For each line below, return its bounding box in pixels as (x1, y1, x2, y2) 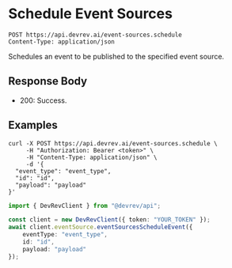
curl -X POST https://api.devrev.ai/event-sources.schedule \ (8, 139, 218, 147)
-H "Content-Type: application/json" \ (25, 153, 158, 161)
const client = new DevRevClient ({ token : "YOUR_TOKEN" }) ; (8, 216, 211, 224)
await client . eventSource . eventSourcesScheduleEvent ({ (8, 223, 193, 232)
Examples (8, 119, 58, 132)
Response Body (8, 74, 88, 88)
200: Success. (19, 96, 67, 105)
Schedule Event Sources (8, 5, 173, 23)
